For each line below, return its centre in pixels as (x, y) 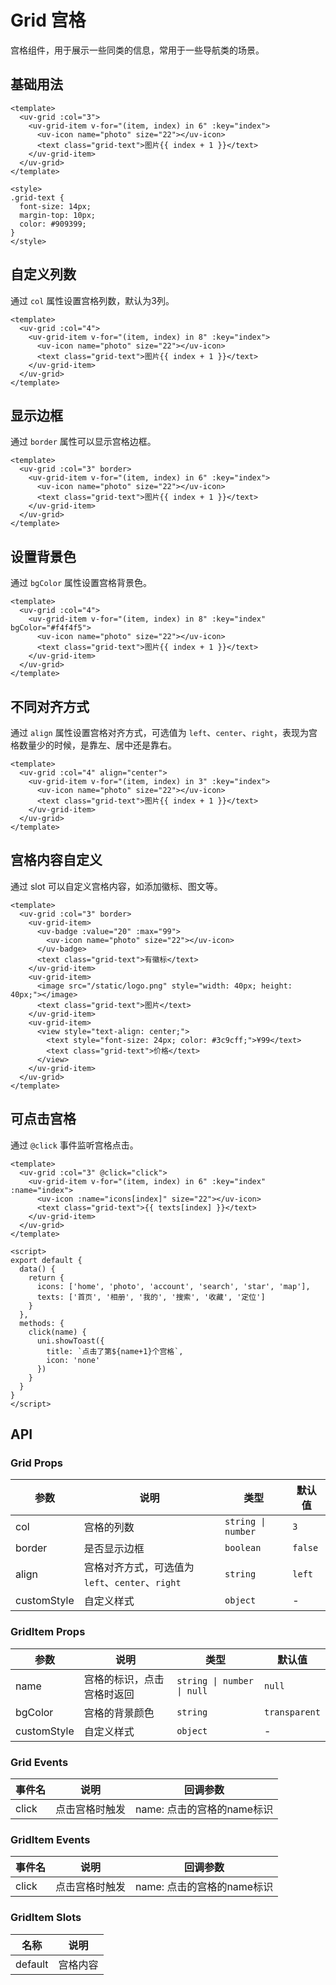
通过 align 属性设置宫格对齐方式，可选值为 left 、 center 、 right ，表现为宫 (164, 732)
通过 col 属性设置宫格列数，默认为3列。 (92, 300)
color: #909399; (53, 224)
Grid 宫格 (48, 20)
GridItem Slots (46, 1918)
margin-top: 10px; (58, 215)
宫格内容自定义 (56, 860)
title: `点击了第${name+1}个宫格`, (115, 1351)
